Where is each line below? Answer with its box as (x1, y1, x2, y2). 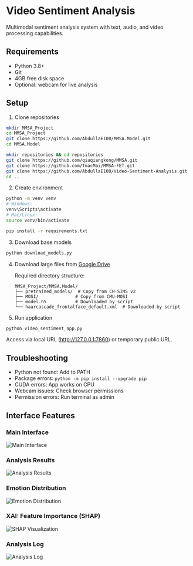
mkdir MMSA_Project (6, 125, 54, 131)
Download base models (14, 239, 72, 246)
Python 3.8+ (14, 62, 45, 69)
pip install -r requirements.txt (6, 228, 88, 234)
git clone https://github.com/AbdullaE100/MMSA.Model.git (6, 136, 151, 142)
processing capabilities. (6, 29, 63, 36)
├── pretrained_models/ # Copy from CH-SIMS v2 (14, 289, 136, 294)
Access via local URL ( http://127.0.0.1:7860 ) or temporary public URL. (6, 336, 172, 343)
